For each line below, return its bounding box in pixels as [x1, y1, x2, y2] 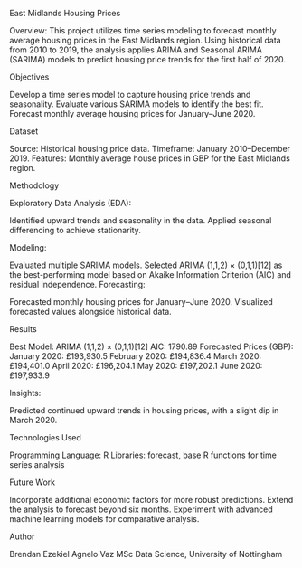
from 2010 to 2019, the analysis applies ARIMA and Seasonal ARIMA [9, 44, 262, 55]
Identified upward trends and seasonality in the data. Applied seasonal [9, 215, 272, 225]
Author [9, 531, 35, 542]
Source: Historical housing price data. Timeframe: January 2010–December [9, 144, 291, 154]
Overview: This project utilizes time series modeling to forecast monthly [9, 25, 278, 35]
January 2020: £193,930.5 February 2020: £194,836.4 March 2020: [9, 351, 262, 361]
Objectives [9, 71, 50, 82]
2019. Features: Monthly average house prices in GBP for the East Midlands [9, 153, 291, 164]
